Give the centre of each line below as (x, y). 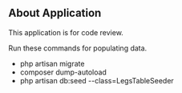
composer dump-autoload (63, 72)
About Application (55, 13)
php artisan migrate (52, 63)
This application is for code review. (66, 32)
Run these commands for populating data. (78, 48)
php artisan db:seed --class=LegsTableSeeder (97, 80)
